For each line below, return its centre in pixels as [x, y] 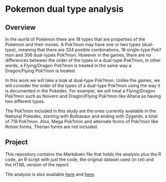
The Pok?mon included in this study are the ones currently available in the [81, 111]
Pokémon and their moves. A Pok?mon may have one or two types [73, 45]
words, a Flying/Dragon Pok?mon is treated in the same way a [68, 66]
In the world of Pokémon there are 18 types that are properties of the [75, 39]
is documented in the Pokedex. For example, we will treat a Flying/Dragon [80, 91]
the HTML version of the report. [38, 165]
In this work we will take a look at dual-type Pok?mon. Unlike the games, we [83, 80]
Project [17, 142]
